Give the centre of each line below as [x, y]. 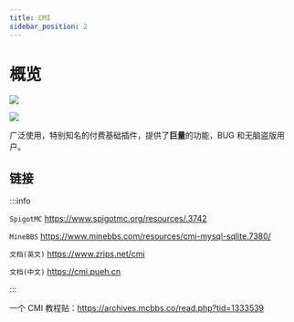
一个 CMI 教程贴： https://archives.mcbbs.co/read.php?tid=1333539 [137, 308]
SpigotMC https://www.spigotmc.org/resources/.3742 [108, 219]
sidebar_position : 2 [49, 26]
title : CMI [30, 18]
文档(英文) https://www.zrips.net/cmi [77, 254]
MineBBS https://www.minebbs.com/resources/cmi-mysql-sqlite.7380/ [141, 236]
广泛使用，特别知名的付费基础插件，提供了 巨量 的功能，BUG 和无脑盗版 [143, 135]
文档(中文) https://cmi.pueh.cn [65, 272]
